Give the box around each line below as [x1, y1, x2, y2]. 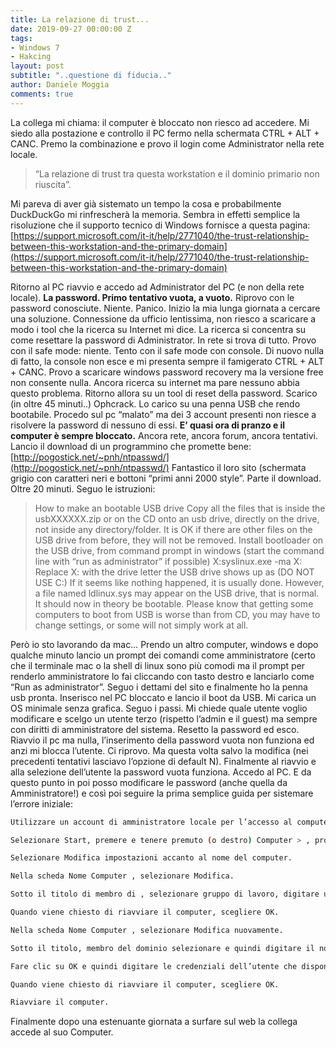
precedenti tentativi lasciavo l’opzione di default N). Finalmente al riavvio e [10, 755, 317, 767]
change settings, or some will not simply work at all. [34, 619, 249, 631]
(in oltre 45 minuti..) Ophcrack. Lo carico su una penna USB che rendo [10, 397, 301, 410]
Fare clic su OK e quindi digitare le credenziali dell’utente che [10, 961, 298, 971]
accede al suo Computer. [10, 1026, 114, 1038]
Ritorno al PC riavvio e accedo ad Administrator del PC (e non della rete [10, 281, 305, 293]
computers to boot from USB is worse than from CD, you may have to [34, 608, 321, 620]
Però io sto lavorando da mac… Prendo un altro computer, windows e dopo [10, 638, 319, 650]
